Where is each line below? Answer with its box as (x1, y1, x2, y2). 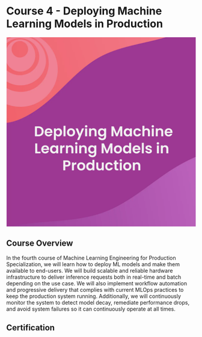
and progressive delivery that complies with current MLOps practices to (6, 286, 184, 293)
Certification (6, 323, 55, 333)
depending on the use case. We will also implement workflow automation (6, 279, 188, 287)
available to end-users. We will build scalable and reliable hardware (6, 267, 173, 274)
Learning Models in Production (6, 17, 164, 31)
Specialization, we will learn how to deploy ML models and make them (6, 260, 180, 268)
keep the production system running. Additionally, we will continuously (6, 293, 182, 300)
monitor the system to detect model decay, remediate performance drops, (6, 299, 190, 306)
